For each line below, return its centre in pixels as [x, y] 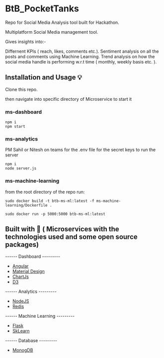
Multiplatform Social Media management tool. [52, 32]
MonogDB [23, 350]
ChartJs [20, 277]
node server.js [21, 169]
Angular [20, 266]
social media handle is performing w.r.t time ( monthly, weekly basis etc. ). [81, 62]
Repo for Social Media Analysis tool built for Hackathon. [62, 22]
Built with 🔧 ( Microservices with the [62, 229]
